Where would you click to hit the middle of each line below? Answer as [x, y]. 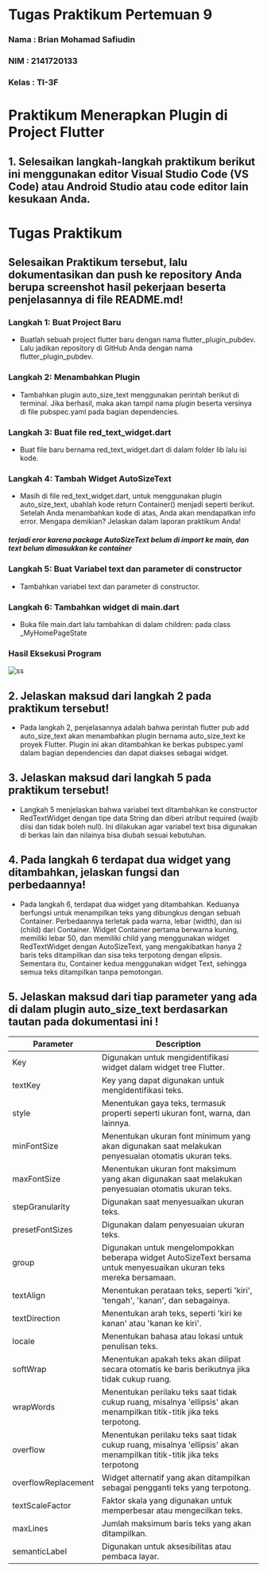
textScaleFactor [42, 1506]
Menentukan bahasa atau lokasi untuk [173, 1336]
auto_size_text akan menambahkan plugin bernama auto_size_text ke [133, 736]
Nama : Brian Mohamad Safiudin [72, 40]
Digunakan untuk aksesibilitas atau [167, 1547]
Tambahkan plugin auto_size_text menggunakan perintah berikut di [130, 394]
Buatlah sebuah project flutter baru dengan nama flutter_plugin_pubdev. [137, 339]
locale [23, 1342]
